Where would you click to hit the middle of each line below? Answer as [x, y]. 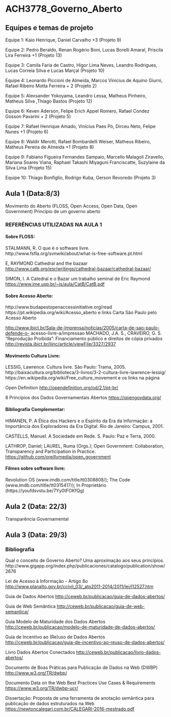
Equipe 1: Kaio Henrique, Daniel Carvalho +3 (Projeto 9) [63, 40]
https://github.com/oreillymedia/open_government [58, 456]
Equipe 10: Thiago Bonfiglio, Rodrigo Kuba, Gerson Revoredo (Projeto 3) [81, 177]
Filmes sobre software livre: [35, 468]
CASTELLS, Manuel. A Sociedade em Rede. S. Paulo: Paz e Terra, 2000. [81, 436]
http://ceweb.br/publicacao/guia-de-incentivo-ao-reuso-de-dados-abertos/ [85, 643]
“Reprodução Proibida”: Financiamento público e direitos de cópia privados [84, 339]
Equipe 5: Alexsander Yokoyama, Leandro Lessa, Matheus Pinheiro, [76, 96]
